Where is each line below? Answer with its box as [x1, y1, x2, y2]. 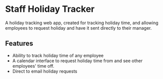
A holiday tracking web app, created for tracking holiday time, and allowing [5, 20, 159, 26]
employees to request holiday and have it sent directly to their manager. [5, 25, 152, 31]
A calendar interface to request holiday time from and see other [12, 58, 143, 64]
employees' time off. [12, 63, 55, 69]
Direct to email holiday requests [12, 68, 78, 74]
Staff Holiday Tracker [5, 3, 95, 15]
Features [5, 39, 33, 48]
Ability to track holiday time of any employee [12, 52, 104, 58]
